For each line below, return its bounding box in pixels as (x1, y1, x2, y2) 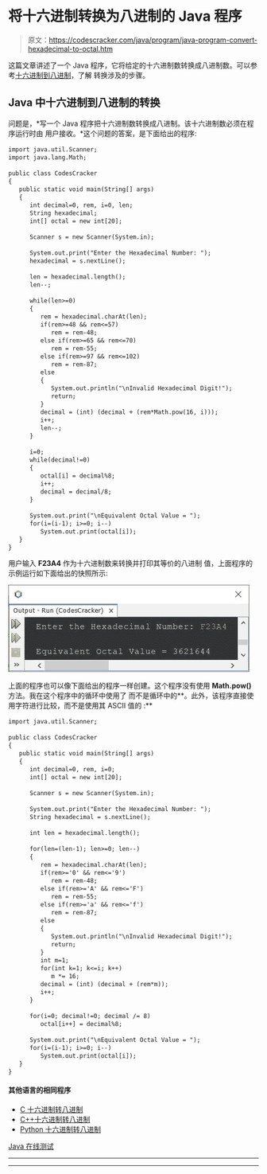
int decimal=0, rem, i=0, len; (29, 201, 133, 209)
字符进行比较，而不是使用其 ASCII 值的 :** (14, 700, 153, 710)
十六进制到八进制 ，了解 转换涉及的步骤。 (15, 70, 149, 80)
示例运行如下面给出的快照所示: (8, 568, 109, 578)
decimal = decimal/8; (40, 487, 112, 496)
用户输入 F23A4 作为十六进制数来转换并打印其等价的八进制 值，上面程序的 (8, 558, 253, 567)
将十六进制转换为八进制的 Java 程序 (8, 7, 242, 25)
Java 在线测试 (8, 1141, 54, 1151)
